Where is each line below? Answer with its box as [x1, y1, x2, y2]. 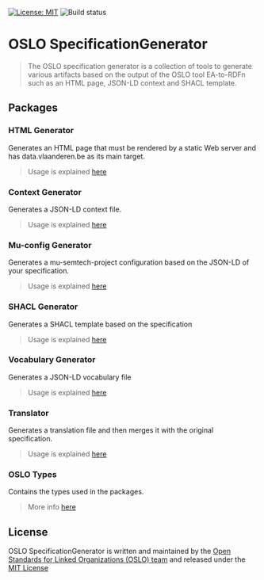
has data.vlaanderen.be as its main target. [8, 151, 145, 161]
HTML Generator [8, 125, 74, 136]
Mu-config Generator [8, 239, 93, 250]
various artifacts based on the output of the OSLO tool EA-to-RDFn [27, 70, 246, 79]
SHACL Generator [8, 301, 78, 312]
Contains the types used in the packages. [8, 487, 144, 497]
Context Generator [8, 186, 82, 197]
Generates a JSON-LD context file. [8, 204, 122, 214]
